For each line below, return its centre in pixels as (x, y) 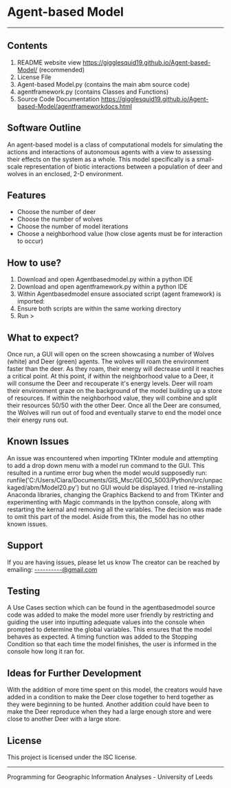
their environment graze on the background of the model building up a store (114, 391)
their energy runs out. (38, 420)
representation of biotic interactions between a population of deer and (123, 167)
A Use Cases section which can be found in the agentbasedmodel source (111, 608)
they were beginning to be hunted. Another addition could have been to (108, 704)
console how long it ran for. (46, 652)
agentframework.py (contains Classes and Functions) (93, 92)
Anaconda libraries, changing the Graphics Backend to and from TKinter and (115, 494)
